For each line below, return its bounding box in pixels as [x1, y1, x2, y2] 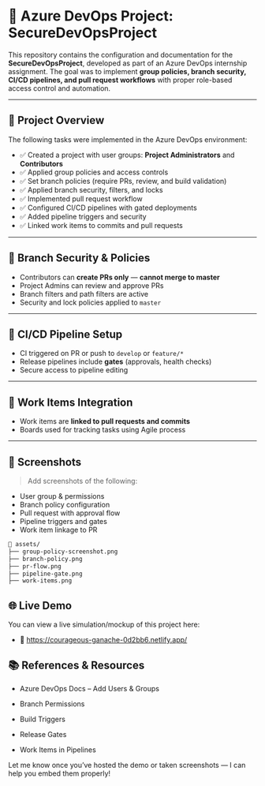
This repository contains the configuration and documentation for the [8, 50, 233, 59]
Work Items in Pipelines [19, 745, 96, 754]
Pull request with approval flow [19, 508, 121, 518]
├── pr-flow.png [8, 562, 62, 571]
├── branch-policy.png [8, 555, 83, 563]
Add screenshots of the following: [27, 477, 138, 485]
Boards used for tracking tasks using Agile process [19, 425, 186, 435]
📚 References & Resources [8, 659, 145, 672]
